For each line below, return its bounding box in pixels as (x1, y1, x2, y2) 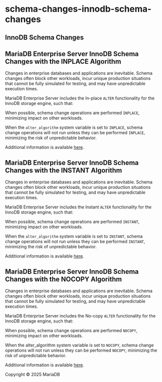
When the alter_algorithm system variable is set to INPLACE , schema (5, 124, 143, 130)
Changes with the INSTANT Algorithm (5, 166, 123, 174)
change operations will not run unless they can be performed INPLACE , (5, 130, 145, 136)
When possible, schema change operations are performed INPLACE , (5, 110, 140, 116)
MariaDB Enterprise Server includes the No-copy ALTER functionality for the (5, 313, 156, 319)
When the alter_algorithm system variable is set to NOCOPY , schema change (5, 342, 154, 348)
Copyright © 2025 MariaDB (5, 372, 60, 378)
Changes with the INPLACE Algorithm (5, 57, 122, 65)
